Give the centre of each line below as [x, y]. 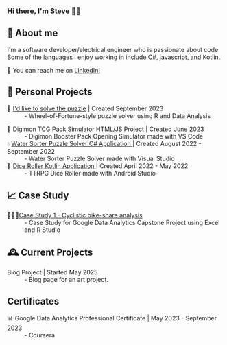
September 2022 [31, 151]
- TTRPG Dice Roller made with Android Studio [90, 173]
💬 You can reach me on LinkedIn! [54, 70]
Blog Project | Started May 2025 [52, 272]
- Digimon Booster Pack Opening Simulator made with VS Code [114, 136]
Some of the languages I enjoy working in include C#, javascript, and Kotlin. [114, 57]
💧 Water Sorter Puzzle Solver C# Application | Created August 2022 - [104, 143]
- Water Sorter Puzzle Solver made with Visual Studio [99, 158]
